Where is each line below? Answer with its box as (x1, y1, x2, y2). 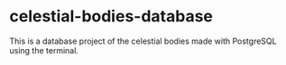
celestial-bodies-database (9, 6, 214, 27)
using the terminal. (9, 45, 79, 55)
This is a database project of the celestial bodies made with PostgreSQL (9, 36, 277, 46)
